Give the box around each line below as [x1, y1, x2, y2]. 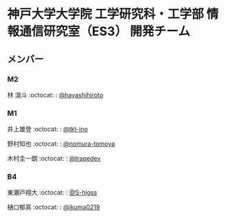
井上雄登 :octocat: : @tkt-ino [7, 125, 88, 133]
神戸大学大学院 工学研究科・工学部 [7, 6, 204, 22]
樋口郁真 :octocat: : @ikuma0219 [7, 203, 100, 211]
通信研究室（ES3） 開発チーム [19, 23, 191, 39]
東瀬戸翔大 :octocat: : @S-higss [7, 188, 97, 197]
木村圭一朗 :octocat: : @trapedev [7, 155, 102, 163]
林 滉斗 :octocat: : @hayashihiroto [7, 90, 104, 99]
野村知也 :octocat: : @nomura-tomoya [7, 139, 115, 148]
